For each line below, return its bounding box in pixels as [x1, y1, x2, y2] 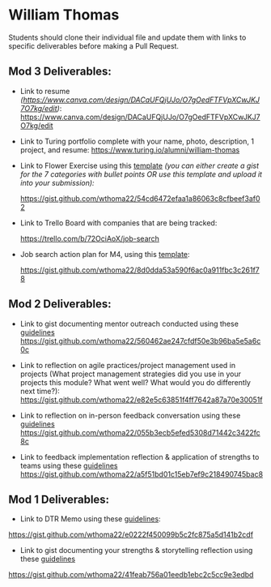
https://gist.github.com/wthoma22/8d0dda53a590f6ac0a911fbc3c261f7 [19, 265, 260, 275]
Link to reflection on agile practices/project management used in [19, 360, 236, 370]
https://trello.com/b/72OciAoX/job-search [19, 234, 160, 243]
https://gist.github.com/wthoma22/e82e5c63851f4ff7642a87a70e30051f [19, 395, 263, 405]
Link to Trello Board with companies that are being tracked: [19, 217, 218, 228]
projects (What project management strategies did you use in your [19, 369, 241, 379]
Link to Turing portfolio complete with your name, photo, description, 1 [19, 136, 255, 146]
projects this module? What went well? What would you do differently [19, 377, 251, 387]
